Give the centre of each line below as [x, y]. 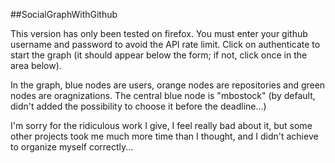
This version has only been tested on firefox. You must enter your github [159, 33]
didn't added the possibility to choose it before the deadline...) [138, 106]
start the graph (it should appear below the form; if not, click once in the [159, 55]
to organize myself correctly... [72, 147]
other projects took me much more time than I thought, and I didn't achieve [164, 136]
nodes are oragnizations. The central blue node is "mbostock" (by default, [163, 95]
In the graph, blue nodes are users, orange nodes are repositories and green [168, 85]
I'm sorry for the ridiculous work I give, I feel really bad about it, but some [161, 125]
